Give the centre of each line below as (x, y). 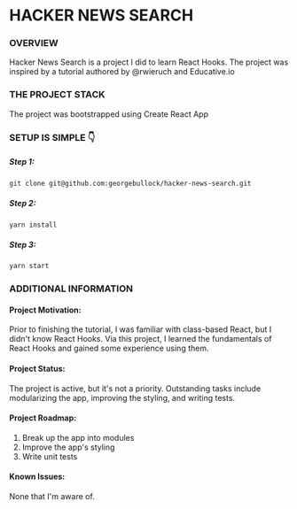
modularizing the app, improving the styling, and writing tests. (122, 397)
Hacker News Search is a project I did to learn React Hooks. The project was (149, 62)
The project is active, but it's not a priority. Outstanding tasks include (135, 388)
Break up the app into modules (78, 437)
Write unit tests (50, 456)
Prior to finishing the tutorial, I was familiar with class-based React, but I (141, 329)
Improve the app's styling (68, 447)
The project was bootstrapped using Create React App (109, 114)
